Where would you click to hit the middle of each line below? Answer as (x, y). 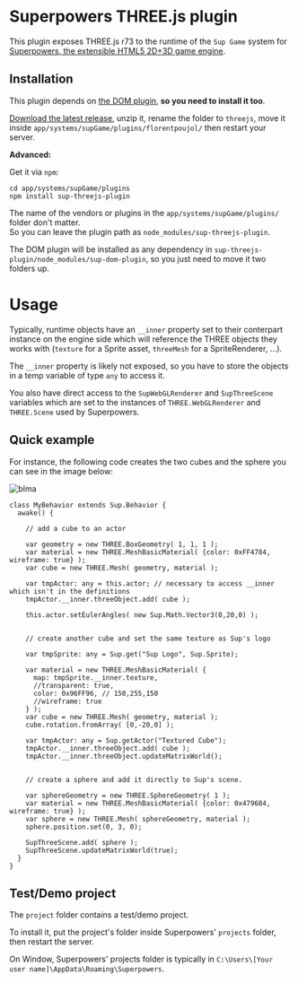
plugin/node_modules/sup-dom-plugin (78, 259)
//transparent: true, (74, 685)
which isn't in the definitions (70, 591)
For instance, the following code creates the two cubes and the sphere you (148, 461)
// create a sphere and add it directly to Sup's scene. (134, 779)
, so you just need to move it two (206, 258)
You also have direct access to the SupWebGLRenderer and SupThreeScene (141, 393)
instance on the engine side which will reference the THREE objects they (144, 339)
